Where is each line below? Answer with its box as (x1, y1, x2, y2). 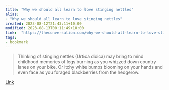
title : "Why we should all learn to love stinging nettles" (5, 7, 134, 12)
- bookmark (5, 40, 28, 45)
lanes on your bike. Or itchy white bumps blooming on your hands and (17, 64, 163, 70)
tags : (5, 35, 17, 40)
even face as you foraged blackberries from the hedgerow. (17, 69, 140, 75)
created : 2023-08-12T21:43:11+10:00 (5, 21, 82, 26)
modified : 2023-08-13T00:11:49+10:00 (5, 26, 84, 31)
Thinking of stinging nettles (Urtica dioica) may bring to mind (17, 53, 144, 59)
